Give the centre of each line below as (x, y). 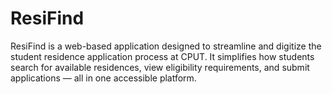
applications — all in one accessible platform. (103, 78)
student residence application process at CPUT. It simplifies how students (162, 56)
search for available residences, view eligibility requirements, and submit (160, 67)
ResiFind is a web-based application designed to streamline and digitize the (166, 46)
